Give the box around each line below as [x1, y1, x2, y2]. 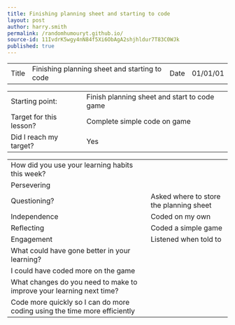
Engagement [10, 235, 53, 244]
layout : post [7, 17, 45, 24]
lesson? [10, 121, 36, 130]
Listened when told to [150, 235, 222, 244]
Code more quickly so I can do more [10, 298, 130, 307]
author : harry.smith [7, 23, 68, 30]
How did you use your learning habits [10, 160, 134, 170]
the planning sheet [150, 201, 212, 210]
